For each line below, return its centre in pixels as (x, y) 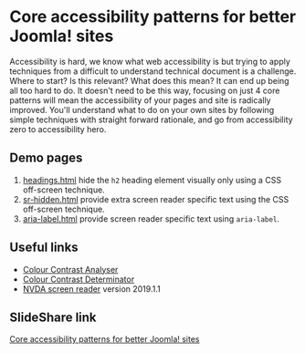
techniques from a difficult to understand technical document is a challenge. (153, 71)
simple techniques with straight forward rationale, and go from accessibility (152, 119)
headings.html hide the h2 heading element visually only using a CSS (152, 180)
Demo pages (46, 158)
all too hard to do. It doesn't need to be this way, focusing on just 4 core (145, 90)
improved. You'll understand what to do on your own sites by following (142, 109)
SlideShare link (53, 317)
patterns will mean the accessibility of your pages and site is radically (140, 100)
